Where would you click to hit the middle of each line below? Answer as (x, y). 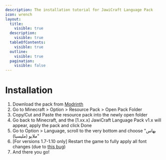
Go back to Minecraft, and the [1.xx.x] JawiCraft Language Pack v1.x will (87, 120)
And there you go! (31, 152)
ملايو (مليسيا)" (26, 136)
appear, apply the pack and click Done (52, 125)
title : (16, 24)
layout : (13, 19)
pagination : (22, 61)
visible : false (30, 65)
